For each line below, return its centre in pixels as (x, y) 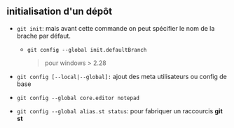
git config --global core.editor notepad (78, 98)
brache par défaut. (44, 36)
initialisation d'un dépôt (60, 12)
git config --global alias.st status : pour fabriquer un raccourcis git (120, 111)
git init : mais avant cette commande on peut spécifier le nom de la (116, 28)
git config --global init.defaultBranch (87, 50)
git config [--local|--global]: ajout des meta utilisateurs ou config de (122, 76)
